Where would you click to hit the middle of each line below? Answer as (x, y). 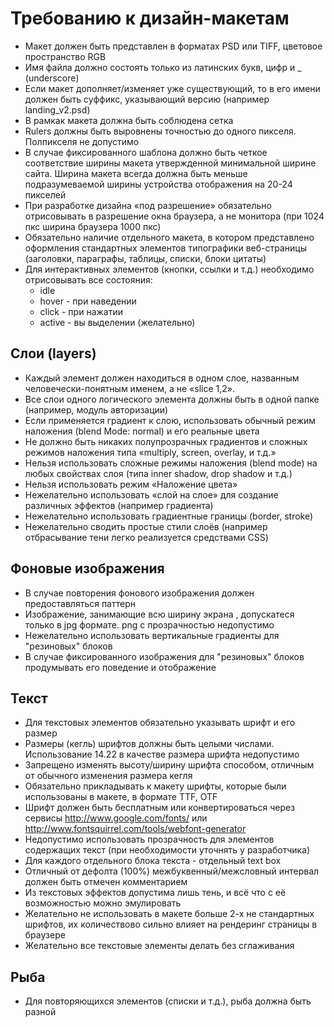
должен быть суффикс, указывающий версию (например (147, 99)
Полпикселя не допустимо (82, 141)
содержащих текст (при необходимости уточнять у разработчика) (167, 850)
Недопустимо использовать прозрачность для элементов (149, 839)
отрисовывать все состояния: (88, 279)
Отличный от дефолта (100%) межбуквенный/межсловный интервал (172, 871)
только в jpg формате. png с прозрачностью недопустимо (149, 624)
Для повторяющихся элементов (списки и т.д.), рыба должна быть (168, 1001)
